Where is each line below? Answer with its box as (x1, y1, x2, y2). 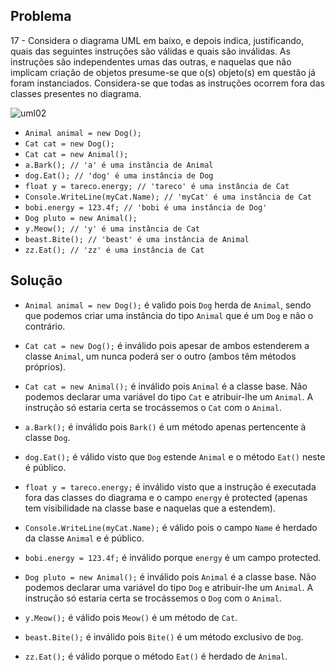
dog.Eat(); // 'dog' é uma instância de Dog (24, 170, 214, 181)
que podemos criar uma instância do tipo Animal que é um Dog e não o (24, 309, 314, 321)
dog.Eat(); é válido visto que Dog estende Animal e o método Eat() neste (24, 450, 326, 463)
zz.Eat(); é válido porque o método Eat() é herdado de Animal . (24, 650, 288, 662)
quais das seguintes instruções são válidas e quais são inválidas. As (10, 45, 291, 57)
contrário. (24, 320, 66, 332)
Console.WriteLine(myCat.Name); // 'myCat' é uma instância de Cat (24, 192, 312, 202)
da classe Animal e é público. (24, 532, 145, 544)
